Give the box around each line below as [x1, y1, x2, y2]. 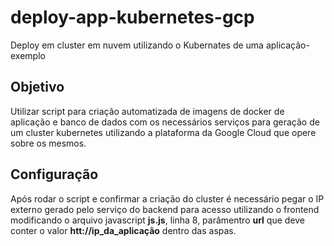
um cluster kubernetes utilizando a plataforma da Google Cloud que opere [10, 126, 317, 138]
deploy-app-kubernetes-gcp [10, 6, 255, 29]
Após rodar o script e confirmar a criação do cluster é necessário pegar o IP [10, 192, 325, 205]
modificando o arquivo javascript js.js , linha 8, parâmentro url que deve [10, 214, 306, 226]
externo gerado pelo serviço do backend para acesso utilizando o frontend [10, 203, 320, 215]
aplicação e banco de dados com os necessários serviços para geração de [10, 116, 320, 128]
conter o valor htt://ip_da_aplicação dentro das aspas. [10, 224, 237, 236]
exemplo [10, 49, 46, 61]
